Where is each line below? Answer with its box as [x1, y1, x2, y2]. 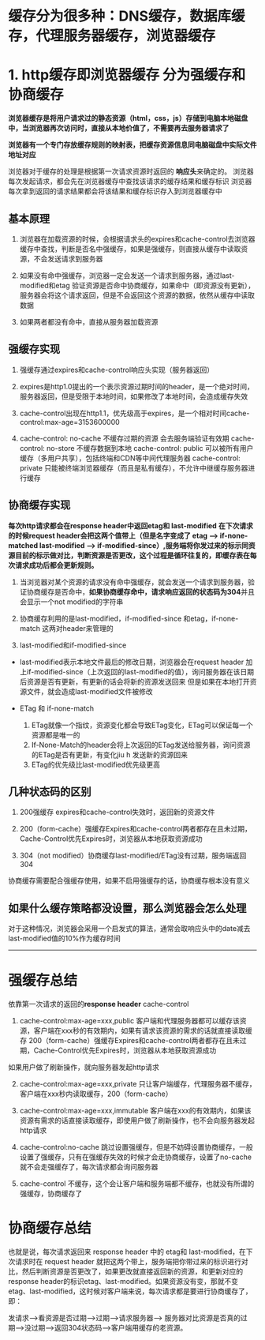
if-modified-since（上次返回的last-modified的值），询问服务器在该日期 [26, 666, 255, 676]
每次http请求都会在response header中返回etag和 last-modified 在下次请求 [8, 520, 254, 530]
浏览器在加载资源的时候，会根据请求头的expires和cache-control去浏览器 [19, 234, 256, 243]
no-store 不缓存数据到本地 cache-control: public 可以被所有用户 [46, 443, 254, 452]
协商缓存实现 [8, 498, 71, 512]
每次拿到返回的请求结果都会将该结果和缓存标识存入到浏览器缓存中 [8, 186, 222, 196]
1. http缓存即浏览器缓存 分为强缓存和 [8, 66, 246, 84]
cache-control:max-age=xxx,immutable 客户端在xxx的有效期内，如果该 [19, 1106, 252, 1116]
